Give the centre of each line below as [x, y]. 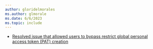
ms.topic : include [23, 23]
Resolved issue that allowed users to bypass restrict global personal [80, 37]
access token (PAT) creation [40, 42]
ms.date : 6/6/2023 [23, 18]
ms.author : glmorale [26, 14]
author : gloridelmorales [30, 9]
